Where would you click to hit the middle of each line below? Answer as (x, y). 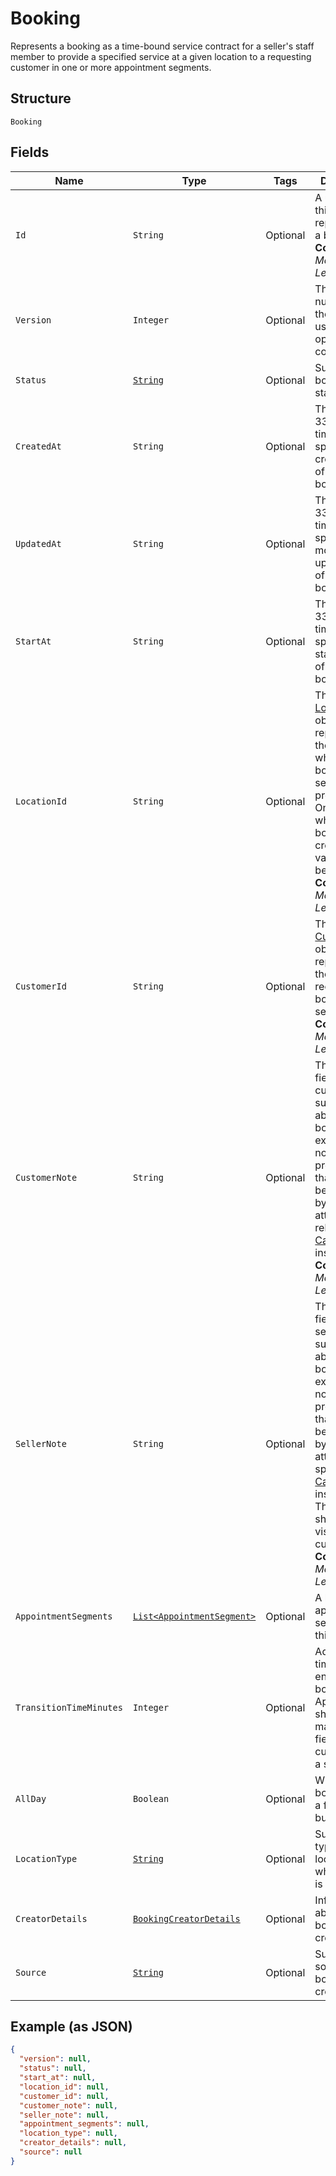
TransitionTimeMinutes (69, 1707)
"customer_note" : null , (68, 2105)
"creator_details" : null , (73, 2143)
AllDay (31, 1798)
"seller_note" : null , (64, 2115)
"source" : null (51, 2152)
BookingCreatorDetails (186, 1918)
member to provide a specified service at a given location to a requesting (161, 56)
